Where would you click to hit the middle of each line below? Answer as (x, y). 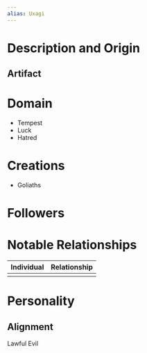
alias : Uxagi (26, 14)
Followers (36, 213)
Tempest (30, 123)
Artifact (24, 74)
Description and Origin (74, 48)
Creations (36, 166)
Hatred (27, 138)
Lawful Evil (23, 344)
